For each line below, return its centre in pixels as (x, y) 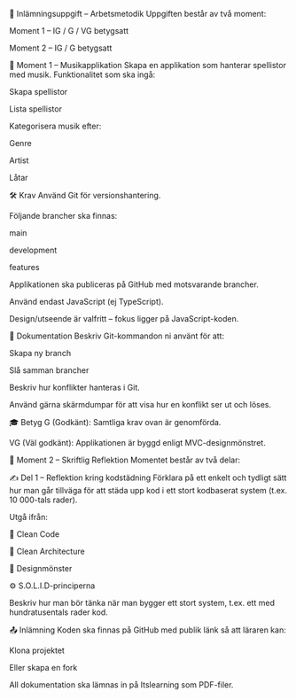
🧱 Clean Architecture (47, 551)
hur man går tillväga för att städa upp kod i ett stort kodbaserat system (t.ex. (148, 490)
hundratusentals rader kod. (58, 612)
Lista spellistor (35, 109)
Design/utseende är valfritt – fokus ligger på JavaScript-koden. (124, 318)
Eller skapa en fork (43, 668)
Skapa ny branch (40, 353)
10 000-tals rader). (43, 500)
